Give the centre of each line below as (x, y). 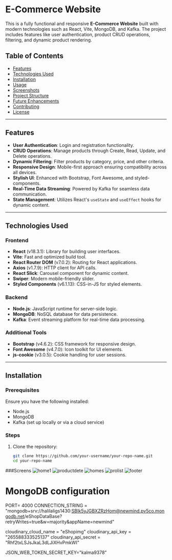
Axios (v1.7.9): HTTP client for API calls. (55, 268)
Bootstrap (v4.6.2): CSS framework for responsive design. (74, 343)
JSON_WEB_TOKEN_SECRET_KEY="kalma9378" (56, 552)
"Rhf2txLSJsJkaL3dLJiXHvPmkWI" (42, 542)
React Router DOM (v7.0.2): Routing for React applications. (75, 263)
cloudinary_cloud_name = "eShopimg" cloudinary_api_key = (68, 531)
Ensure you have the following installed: (47, 401)
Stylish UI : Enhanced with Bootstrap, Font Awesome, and (73, 178)
